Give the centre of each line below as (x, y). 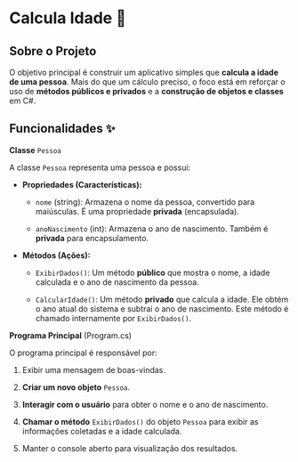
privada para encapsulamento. (92, 238)
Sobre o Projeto (53, 51)
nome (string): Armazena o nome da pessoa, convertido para (145, 202)
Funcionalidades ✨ (62, 129)
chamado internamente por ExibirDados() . (113, 318)
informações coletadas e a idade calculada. (102, 431)
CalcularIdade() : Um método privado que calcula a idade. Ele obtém (162, 299)
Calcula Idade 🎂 (68, 18)
